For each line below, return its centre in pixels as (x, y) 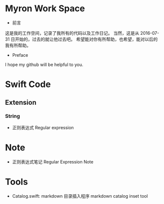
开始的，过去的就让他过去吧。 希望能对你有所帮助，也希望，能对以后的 (86, 39)
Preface (20, 55)
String (13, 116)
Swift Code (28, 84)
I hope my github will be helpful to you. (44, 65)
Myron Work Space (45, 9)
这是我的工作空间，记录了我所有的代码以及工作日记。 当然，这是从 (72, 33)
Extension (21, 102)
